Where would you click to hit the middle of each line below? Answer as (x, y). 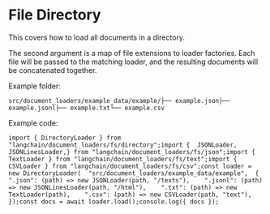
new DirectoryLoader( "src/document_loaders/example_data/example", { (134, 173)
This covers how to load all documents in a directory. (96, 37)
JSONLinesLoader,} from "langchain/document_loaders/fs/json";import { (132, 152)
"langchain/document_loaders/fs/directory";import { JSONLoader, (123, 145)
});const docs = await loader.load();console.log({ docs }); (114, 201)
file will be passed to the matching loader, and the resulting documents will (133, 62)
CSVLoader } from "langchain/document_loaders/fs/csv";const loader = (130, 166)
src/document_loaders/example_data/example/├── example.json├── (119, 101)
